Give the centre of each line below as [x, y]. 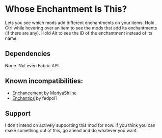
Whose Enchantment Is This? [66, 9]
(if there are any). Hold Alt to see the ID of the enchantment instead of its [79, 33]
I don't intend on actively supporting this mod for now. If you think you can [80, 125]
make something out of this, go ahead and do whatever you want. [71, 131]
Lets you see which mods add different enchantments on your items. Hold [80, 23]
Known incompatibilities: [44, 81]
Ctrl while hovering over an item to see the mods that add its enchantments [81, 28]
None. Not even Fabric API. [33, 65]
